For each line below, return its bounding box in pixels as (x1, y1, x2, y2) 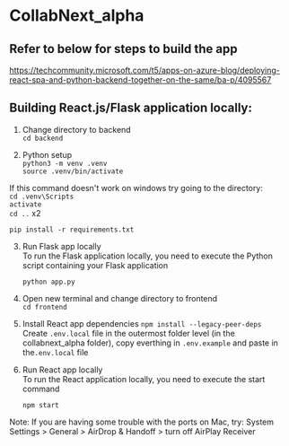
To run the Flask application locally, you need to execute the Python (22, 250, 274, 261)
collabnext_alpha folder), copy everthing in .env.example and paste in (22, 337, 278, 348)
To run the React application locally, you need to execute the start (22, 373, 266, 384)
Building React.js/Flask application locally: (9, 101, 253, 116)
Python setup (22, 149, 73, 160)
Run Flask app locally (22, 240, 101, 251)
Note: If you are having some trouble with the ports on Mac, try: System (9, 416, 275, 427)
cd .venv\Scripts (9, 192, 74, 201)
